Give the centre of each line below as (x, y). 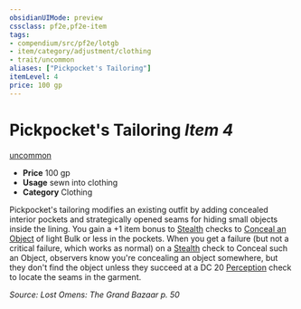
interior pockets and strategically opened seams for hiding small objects (144, 219)
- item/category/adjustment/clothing (80, 52)
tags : (19, 34)
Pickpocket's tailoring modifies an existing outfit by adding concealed (139, 209)
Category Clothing (57, 192)
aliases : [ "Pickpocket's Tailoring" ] (80, 69)
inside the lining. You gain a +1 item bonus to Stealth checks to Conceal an (148, 228)
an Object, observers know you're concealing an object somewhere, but (144, 257)
